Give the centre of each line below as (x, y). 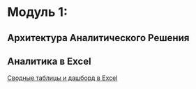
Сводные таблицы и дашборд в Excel (62, 78)
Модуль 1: (38, 12)
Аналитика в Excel (50, 61)
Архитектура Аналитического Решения (98, 38)
